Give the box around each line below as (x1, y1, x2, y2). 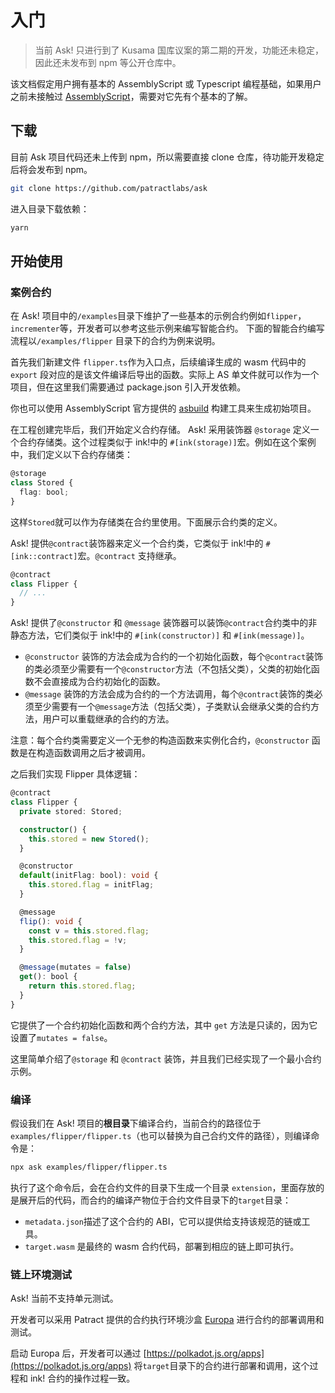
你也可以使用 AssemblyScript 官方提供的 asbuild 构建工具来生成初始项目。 (10, 402, 317, 415)
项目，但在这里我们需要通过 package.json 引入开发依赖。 (10, 381, 247, 393)
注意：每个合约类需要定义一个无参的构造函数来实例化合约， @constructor (10, 734, 310, 746)
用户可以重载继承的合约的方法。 (42, 713, 175, 725)
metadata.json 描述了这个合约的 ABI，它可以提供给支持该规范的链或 (24, 1215, 302, 1227)
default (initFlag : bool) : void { (19, 871, 159, 881)
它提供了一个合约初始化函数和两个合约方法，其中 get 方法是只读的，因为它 (10, 1019, 318, 1031)
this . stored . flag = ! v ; (28, 935, 128, 945)
